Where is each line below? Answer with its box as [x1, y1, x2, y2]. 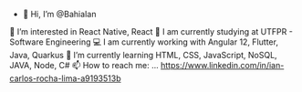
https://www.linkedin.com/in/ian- [161, 60, 285, 70]
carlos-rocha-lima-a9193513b [9, 73, 121, 84]
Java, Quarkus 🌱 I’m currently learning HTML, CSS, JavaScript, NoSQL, [9, 50, 277, 60]
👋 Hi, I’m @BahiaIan [22, 9, 97, 19]
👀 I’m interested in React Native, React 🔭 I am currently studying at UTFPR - [9, 26, 294, 36]
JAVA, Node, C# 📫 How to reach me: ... [9, 60, 160, 70]
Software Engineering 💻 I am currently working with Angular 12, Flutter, [9, 36, 278, 47]
